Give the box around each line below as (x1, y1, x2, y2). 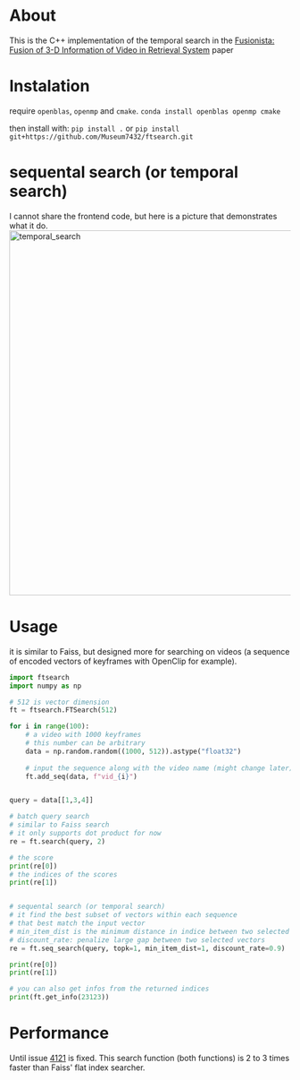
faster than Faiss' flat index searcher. (9, 1062, 146, 1073)
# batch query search (9, 812, 90, 821)
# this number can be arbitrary (25, 739, 146, 748)
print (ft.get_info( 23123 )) (9, 993, 110, 1002)
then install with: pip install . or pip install (9, 123, 180, 133)
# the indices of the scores (9, 870, 118, 879)
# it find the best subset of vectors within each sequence (9, 911, 238, 920)
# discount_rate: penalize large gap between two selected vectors (9, 935, 266, 945)
